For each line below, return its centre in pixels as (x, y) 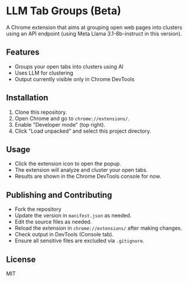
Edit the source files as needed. (53, 222)
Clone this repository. (41, 112)
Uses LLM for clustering (44, 73)
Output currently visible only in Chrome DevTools (74, 79)
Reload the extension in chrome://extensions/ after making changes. (98, 228)
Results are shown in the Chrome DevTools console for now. (88, 177)
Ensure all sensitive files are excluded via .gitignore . (80, 241)
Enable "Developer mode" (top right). (60, 124)
